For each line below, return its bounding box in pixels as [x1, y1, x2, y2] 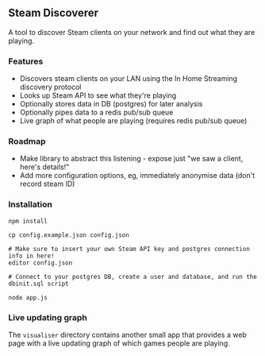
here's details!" [19, 162, 70, 172]
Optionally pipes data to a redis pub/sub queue [19, 107, 174, 118]
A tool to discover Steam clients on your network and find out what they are [8, 27, 255, 37]
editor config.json [8, 258, 73, 267]
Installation [8, 199, 53, 210]
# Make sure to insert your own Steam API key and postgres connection [8, 245, 250, 253]
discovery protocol [19, 83, 82, 92]
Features [8, 56, 44, 67]
